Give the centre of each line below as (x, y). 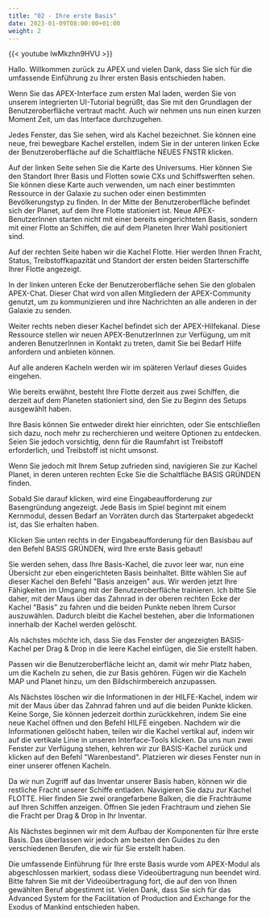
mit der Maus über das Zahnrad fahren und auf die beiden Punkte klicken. (131, 706)
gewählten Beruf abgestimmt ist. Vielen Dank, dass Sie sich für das (120, 890)
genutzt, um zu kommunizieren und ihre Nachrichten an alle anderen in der (133, 302)
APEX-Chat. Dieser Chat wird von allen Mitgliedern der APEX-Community (130, 293)
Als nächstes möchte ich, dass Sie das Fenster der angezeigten (114, 640)
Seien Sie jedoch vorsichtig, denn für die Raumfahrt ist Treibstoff (116, 442)
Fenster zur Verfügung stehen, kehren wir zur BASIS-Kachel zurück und (128, 748)
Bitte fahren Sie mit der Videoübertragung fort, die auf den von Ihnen (123, 882)
